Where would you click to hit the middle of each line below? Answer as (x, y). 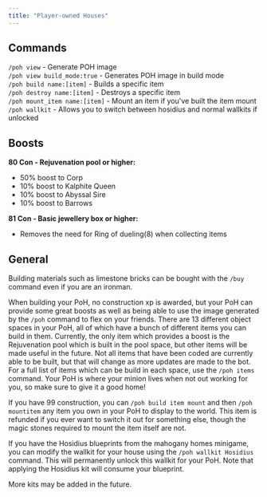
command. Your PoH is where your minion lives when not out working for (128, 379)
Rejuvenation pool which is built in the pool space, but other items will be (128, 345)
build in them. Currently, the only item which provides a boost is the (119, 337)
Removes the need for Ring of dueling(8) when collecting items (123, 234)
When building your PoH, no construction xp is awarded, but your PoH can (131, 302)
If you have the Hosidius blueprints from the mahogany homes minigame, (129, 444)
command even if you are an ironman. (71, 287)
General (29, 259)
